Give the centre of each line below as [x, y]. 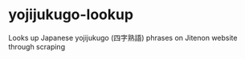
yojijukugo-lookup [71, 15]
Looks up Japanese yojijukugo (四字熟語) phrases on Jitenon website [123, 37]
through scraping [37, 46]
